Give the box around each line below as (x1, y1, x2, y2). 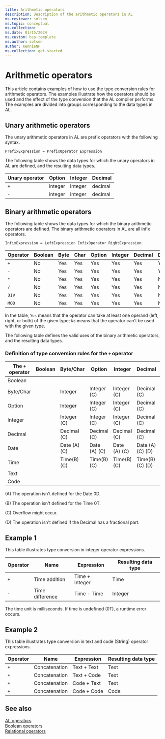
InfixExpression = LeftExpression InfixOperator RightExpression (5, 241, 141, 246)
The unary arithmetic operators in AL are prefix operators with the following (5, 134, 158, 140)
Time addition (33, 576, 66, 583)
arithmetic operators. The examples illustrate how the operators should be (5, 91, 155, 97)
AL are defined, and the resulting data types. (5, 163, 96, 169)
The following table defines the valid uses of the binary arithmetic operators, (5, 333, 160, 338)
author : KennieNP (5, 44, 41, 49)
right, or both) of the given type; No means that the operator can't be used (5, 318, 155, 324)
